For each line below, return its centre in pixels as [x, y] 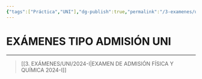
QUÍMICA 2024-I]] [44, 70]
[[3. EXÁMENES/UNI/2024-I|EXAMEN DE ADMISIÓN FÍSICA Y [97, 63]
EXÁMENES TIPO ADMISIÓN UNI [89, 41]
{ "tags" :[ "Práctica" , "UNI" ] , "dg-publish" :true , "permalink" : [83, 12]
